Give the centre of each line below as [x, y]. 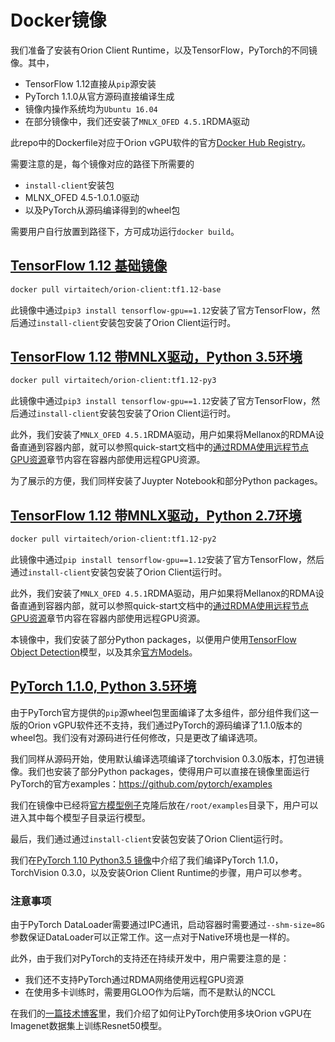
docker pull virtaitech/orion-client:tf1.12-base [116, 289]
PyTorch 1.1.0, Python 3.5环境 [103, 686]
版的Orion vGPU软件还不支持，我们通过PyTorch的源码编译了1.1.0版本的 [156, 725]
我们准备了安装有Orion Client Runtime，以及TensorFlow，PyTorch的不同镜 [164, 50]
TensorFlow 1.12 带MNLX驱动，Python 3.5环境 [156, 357]
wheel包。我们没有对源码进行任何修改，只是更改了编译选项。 [136, 737]
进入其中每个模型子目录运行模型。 [80, 817]
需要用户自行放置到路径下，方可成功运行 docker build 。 [125, 231]
